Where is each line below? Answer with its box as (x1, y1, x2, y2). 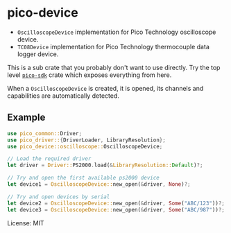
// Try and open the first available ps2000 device (7, 175, 160, 182)
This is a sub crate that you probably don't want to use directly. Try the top (7, 63, 221, 71)
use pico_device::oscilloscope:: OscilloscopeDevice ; (7, 143, 163, 150)
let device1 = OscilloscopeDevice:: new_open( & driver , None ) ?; (7, 181, 191, 188)
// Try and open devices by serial (7, 193, 110, 200)
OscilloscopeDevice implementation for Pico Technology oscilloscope (17, 28, 216, 36)
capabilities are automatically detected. (7, 92, 120, 100)
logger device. (17, 50, 59, 58)
